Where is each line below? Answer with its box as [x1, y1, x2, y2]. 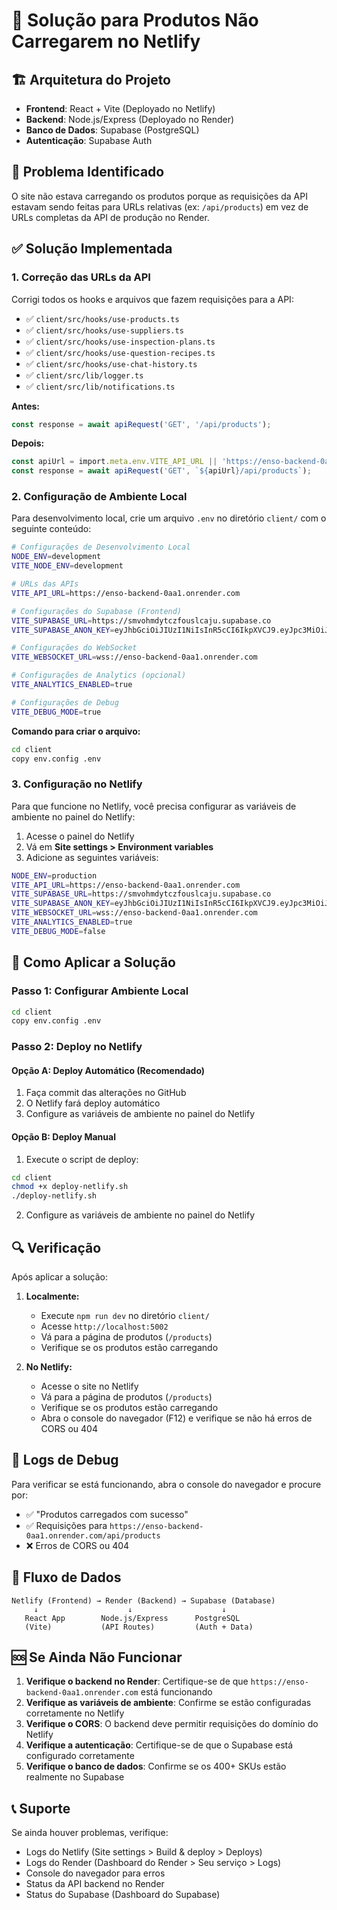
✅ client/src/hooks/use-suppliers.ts [25, 324, 184, 336]
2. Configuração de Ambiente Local [11, 490, 188, 504]
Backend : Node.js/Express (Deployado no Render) [25, 114, 235, 125]
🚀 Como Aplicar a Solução [11, 954, 176, 971]
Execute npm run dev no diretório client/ [40, 1310, 210, 1322]
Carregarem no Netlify [11, 30, 201, 53]
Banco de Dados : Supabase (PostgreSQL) [25, 124, 200, 136]
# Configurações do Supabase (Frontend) [11, 606, 183, 616]
